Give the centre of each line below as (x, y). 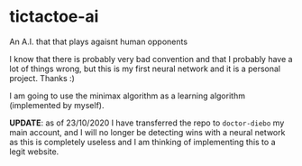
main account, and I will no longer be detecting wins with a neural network (147, 132)
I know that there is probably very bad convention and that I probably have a (151, 59)
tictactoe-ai (54, 17)
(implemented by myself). (57, 105)
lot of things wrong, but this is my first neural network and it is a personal (145, 69)
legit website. (34, 152)
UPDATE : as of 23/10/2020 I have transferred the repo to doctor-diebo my (147, 123)
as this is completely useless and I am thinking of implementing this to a (142, 142)
